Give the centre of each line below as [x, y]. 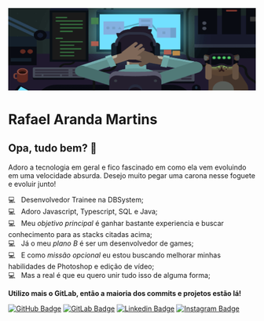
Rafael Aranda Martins [83, 120]
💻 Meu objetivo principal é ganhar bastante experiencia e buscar [116, 223]
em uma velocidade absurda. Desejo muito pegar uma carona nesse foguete [132, 175]
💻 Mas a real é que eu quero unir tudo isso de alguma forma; [109, 275]
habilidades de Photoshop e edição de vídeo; [81, 266]
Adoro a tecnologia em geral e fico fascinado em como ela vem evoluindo [127, 167]
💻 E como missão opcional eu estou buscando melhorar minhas [115, 255]
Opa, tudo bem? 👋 [53, 148]
